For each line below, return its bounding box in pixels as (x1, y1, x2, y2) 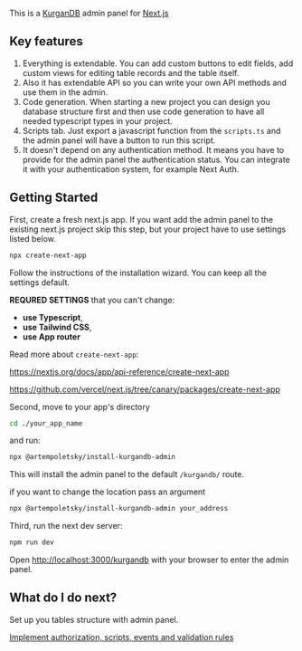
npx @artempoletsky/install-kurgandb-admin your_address (9, 504, 229, 513)
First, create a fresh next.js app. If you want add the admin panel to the (9, 214, 274, 225)
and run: (9, 435, 41, 446)
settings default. (9, 276, 71, 288)
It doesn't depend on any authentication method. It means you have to (22, 144, 285, 155)
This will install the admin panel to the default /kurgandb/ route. (9, 469, 245, 480)
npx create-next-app (9, 251, 88, 260)
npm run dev (9, 538, 54, 547)
